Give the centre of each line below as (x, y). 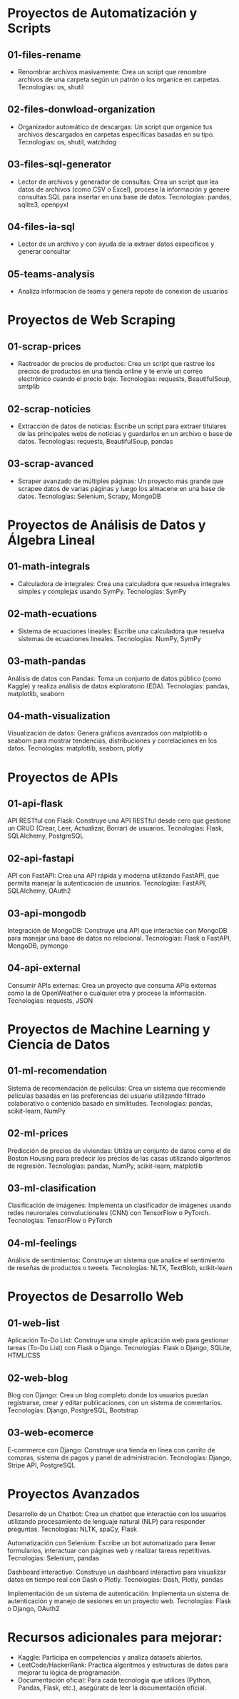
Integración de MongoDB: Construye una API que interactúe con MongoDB (117, 930)
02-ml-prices (38, 1133)
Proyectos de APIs (63, 777)
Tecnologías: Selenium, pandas (54, 1558)
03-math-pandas (47, 662)
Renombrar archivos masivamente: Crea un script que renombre (112, 72)
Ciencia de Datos (59, 1044)
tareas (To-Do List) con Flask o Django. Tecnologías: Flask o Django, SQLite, (119, 1348)
